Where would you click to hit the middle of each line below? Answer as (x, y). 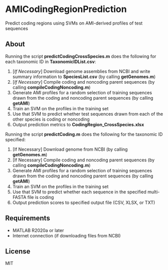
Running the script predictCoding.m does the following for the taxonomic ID (84, 134)
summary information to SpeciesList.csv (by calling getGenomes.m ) (84, 77)
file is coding (41, 197)
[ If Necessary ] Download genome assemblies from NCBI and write (81, 71)
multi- (153, 192)
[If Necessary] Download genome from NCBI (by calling (70, 149)
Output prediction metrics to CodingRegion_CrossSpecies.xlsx (78, 124)
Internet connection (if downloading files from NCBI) (67, 235)
